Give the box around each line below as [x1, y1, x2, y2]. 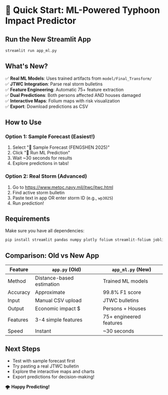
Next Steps [5, 345, 40, 353]
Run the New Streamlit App [5, 35, 91, 43]
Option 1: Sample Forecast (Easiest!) [5, 133, 95, 140]
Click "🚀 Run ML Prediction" [12, 150, 70, 156]
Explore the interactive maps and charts [12, 368, 95, 374]
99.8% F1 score [102, 289, 141, 296]
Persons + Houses [102, 305, 146, 312]
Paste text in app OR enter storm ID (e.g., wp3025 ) [12, 195, 113, 201]
